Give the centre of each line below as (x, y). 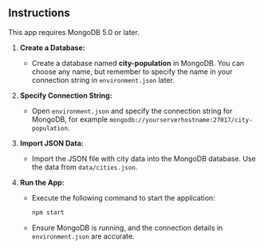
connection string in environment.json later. (103, 80)
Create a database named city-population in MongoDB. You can (138, 63)
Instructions (39, 13)
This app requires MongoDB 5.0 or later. (74, 32)
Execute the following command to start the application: (123, 197)
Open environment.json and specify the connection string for (132, 111)
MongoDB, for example (70, 119)
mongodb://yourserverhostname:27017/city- (181, 120)
